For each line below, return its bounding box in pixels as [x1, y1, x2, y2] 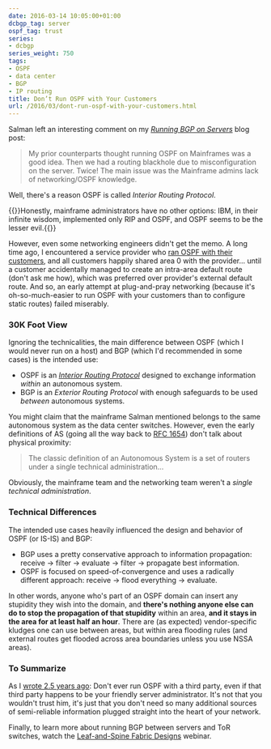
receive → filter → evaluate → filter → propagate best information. [19, 558, 240, 568]
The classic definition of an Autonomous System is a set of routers [28, 453, 251, 463]
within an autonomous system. [19, 379, 123, 389]
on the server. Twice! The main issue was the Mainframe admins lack [28, 166, 259, 176]
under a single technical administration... [28, 462, 164, 472]
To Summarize [8, 662, 66, 674]
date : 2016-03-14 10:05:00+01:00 [8, 11, 121, 20]
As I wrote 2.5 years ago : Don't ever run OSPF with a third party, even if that [8, 681, 261, 691]
